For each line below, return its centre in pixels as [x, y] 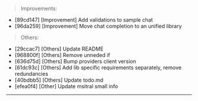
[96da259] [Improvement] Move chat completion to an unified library [98, 26]
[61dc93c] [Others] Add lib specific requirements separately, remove [98, 68]
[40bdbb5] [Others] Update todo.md [59, 80]
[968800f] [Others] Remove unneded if [62, 55]
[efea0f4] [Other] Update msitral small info [66, 86]
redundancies [31, 74]
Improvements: [39, 9]
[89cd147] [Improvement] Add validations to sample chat [84, 20]
